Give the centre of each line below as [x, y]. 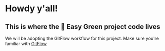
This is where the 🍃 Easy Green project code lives [83, 27]
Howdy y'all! [31, 9]
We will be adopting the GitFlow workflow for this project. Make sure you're [82, 38]
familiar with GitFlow [26, 44]
